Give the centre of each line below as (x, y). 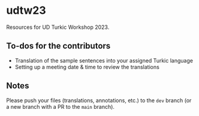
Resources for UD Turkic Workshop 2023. (58, 27)
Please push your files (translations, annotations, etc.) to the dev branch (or (99, 100)
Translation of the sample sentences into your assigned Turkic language (104, 60)
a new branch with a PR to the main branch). (61, 106)
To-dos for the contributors (58, 46)
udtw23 (26, 11)
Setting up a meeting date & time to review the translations (87, 67)
